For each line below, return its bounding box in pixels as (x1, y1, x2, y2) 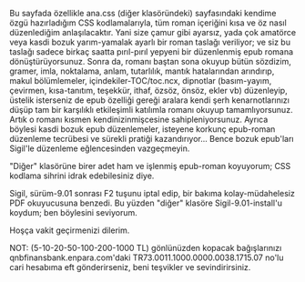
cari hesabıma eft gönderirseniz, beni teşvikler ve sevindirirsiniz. (9, 262, 251, 272)
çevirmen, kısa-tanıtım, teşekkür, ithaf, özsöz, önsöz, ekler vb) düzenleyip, (9, 86, 289, 96)
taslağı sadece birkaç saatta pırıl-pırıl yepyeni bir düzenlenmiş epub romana (9, 46, 294, 57)
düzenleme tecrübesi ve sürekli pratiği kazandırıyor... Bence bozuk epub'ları (9, 134, 294, 144)
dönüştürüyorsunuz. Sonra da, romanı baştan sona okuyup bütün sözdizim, (9, 56, 291, 66)
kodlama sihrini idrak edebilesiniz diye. (9, 170, 155, 181)
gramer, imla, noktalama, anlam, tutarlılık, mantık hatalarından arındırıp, (9, 65, 275, 76)
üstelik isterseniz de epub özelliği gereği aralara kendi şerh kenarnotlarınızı (9, 95, 290, 106)
